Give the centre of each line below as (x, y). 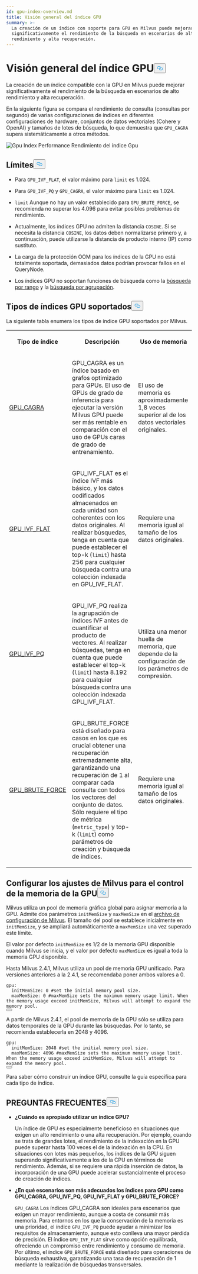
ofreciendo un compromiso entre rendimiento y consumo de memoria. (100, 1246)
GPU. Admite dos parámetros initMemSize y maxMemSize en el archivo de (93, 914)
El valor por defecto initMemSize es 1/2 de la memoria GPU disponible (90, 944)
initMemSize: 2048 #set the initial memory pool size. (80, 1048)
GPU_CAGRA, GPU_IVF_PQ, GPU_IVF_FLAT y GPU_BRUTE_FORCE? (97, 1196)
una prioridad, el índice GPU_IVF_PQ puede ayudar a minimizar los (93, 1227)
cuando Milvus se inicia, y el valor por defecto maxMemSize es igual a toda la (97, 951)
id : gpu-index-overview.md (39, 12)
